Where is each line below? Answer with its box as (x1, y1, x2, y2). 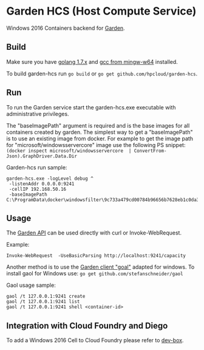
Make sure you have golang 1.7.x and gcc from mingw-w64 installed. (6, 58, 178, 65)
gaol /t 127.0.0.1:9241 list (6, 299, 80, 305)
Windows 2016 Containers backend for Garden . (6, 24, 126, 32)
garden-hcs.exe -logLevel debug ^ (6, 175, 94, 182)
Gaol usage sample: (6, 281, 56, 289)
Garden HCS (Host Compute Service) (6, 4, 197, 18)
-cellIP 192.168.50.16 (8, 186, 67, 192)
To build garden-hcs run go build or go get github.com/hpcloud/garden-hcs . (6, 70, 198, 77)
